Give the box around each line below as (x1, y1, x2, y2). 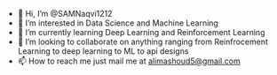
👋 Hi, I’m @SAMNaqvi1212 (17, 9, 113, 19)
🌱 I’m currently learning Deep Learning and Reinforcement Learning (17, 27, 265, 37)
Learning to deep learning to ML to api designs (17, 46, 189, 56)
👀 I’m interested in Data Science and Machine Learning (17, 18, 219, 28)
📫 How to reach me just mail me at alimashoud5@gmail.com (17, 56, 241, 66)
